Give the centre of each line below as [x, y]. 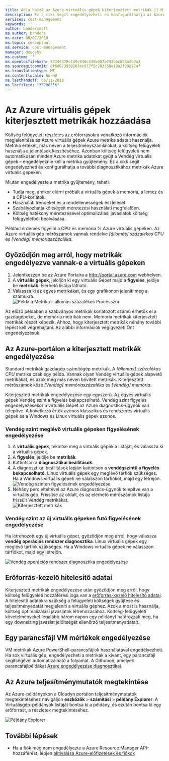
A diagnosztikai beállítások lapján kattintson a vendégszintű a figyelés [86, 468]
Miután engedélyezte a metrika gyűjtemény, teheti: [58, 182]
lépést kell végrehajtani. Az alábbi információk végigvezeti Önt [70, 328]
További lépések [31, 736]
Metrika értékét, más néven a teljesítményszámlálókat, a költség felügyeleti [83, 145]
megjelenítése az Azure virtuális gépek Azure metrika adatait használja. [79, 140]
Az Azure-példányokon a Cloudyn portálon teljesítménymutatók [71, 694]
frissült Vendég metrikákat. [40, 500]
